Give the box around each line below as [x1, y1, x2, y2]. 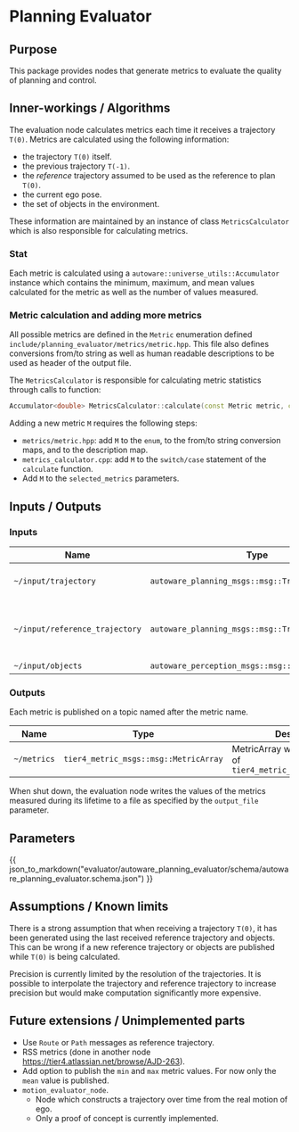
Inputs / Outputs [9, 499, 102, 514]
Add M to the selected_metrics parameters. [21, 473, 180, 483]
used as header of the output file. [9, 358, 132, 368]
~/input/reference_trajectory [13, 624, 142, 634]
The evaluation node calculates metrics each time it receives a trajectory [9, 124, 276, 135]
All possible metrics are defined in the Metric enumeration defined [9, 329, 253, 340]
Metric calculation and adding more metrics [9, 310, 202, 322]
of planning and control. [9, 75, 97, 86]
